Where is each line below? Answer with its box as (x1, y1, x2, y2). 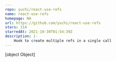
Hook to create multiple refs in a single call (14, 38, 112, 43)
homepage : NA (5, 16, 32, 21)
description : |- (5, 34, 38, 39)
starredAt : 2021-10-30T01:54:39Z (5, 29, 73, 34)
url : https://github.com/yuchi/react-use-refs (5, 20, 101, 25)
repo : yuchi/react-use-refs (5, 7, 62, 12)
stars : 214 (5, 25, 27, 30)
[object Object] (5, 51, 35, 57)
